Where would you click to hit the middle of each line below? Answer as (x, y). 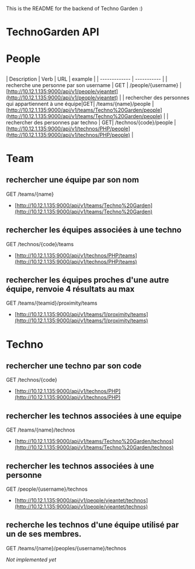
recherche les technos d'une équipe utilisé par (93, 525)
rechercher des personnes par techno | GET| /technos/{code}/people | (91, 122)
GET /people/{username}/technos (47, 489)
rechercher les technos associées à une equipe (94, 415)
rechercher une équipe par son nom (72, 180)
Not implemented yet (31, 559)
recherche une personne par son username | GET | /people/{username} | (94, 85)
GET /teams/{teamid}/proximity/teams (52, 303)
